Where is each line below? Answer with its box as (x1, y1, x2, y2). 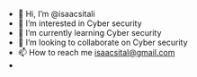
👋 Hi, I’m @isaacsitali (17, 9, 96, 19)
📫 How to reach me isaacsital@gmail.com (17, 47, 175, 57)
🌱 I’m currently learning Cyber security (17, 28, 162, 38)
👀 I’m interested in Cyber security (17, 18, 142, 29)
